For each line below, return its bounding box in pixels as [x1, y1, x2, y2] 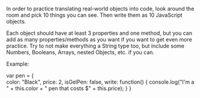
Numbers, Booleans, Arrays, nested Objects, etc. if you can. [6, 49, 155, 56]
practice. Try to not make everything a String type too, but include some [6, 42, 185, 49]
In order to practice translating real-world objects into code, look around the [6, 5, 195, 12]
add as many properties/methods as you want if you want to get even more [6, 36, 192, 43]
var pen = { [6, 72, 34, 79]
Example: [6, 60, 29, 67]
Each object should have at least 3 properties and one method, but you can [6, 29, 192, 37]
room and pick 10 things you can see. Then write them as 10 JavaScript [6, 11, 183, 19]
